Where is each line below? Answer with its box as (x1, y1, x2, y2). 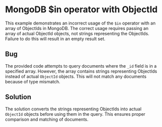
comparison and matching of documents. (5, 116, 89, 122)
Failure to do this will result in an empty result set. (5, 36, 106, 42)
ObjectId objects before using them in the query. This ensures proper (5, 111, 146, 117)
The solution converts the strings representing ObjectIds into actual (5, 106, 141, 112)
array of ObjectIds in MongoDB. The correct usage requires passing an (5, 25, 149, 31)
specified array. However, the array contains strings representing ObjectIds (5, 68, 157, 74)
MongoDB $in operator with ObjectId (5, 4, 158, 15)
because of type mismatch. (5, 78, 60, 84)
